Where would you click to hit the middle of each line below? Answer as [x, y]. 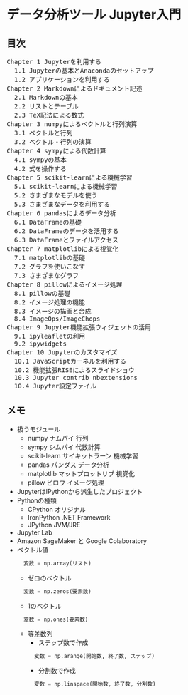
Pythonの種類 [37, 500]
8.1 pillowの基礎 [42, 293]
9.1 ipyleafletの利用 [50, 336]
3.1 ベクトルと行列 [43, 133]
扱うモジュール [39, 429]
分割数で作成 [57, 671]
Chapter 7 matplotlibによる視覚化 [63, 249]
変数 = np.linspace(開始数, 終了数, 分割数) [95, 684]
